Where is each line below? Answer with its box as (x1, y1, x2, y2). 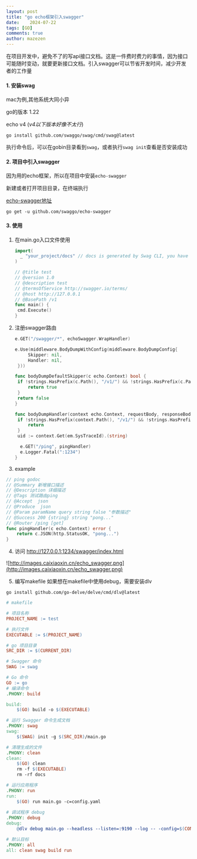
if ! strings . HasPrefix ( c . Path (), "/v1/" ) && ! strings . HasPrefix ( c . (17, 379, 186, 385)
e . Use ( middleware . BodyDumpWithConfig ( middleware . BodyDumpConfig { (14, 347, 178, 352)
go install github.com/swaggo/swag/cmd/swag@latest (6, 133, 135, 138)
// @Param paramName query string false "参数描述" (6, 509, 132, 515)
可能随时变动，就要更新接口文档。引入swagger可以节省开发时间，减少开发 (6, 60, 186, 67)
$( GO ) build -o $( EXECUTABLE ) (16, 707, 91, 713)
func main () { (14, 302, 49, 308)
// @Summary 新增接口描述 (6, 482, 64, 488)
